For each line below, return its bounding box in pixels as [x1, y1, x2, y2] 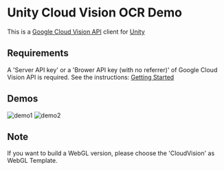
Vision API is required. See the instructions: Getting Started [7, 73, 175, 81]
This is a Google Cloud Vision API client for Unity [7, 27, 146, 36]
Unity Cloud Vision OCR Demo [7, 5, 182, 21]
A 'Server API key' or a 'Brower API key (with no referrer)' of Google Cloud [7, 65, 218, 73]
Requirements [7, 47, 69, 59]
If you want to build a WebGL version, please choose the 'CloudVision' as [7, 149, 215, 157]
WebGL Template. [7, 157, 58, 165]
